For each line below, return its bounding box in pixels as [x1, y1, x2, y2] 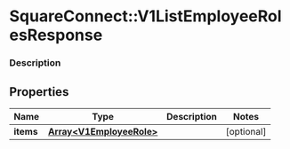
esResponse [9, 25, 103, 45]
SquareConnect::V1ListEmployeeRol [9, 6, 282, 27]
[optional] [225, 125, 267, 137]
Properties [9, 84, 69, 99]
